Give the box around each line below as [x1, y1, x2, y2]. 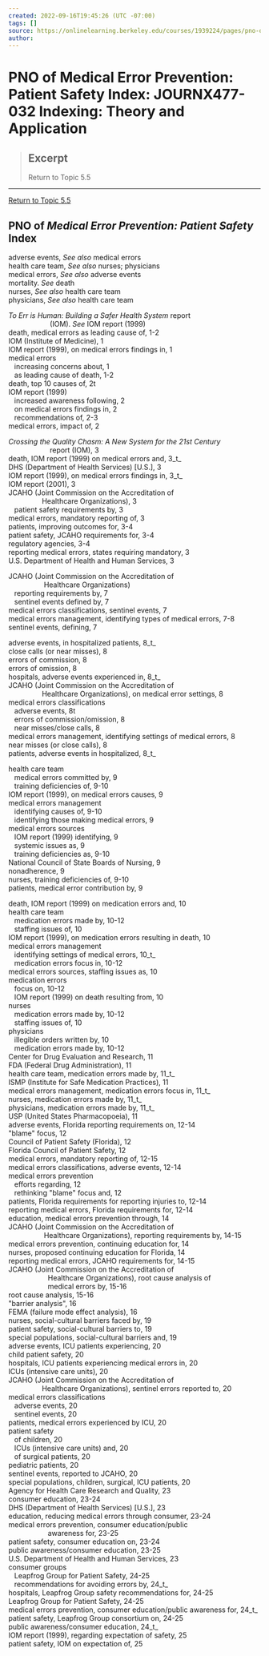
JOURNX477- [153, 86, 246, 104]
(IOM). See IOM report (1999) [49, 320, 147, 329]
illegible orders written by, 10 [14, 1035, 110, 1045]
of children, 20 [14, 1435, 62, 1445]
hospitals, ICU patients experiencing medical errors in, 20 [8, 1358, 199, 1368]
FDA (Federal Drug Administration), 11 [8, 1060, 132, 1070]
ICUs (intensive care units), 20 [8, 1367, 109, 1377]
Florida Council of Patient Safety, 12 [8, 1146, 126, 1156]
